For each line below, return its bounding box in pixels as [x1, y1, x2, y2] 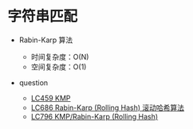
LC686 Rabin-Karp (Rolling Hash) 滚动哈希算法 [30, 103, 185, 112]
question [18, 77, 49, 88]
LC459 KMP [30, 93, 71, 103]
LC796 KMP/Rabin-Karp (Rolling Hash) [30, 111, 159, 121]
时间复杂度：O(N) [30, 52, 89, 61]
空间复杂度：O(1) [30, 61, 87, 72]
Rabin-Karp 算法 [18, 35, 73, 45]
